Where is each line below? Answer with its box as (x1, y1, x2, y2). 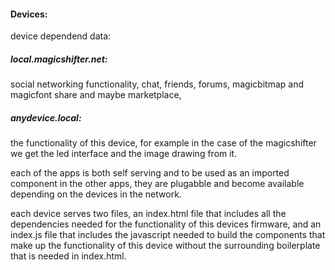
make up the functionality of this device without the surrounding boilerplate (10, 240, 321, 252)
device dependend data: (10, 30, 112, 42)
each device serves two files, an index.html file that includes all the (10, 208, 287, 220)
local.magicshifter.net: (10, 53, 108, 65)
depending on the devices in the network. (10, 188, 182, 200)
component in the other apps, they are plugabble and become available (10, 178, 305, 190)
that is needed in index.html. (10, 250, 127, 262)
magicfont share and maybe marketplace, (10, 89, 182, 101)
